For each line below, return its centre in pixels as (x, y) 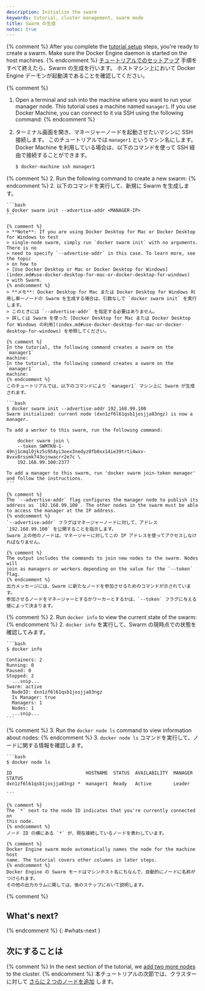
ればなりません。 (24, 542)
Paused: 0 (19, 671)
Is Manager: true (34, 698)
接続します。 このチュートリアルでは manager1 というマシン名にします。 (106, 140)
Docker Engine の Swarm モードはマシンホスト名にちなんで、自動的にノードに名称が (101, 872)
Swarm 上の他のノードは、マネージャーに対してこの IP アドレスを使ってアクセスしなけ (102, 536)
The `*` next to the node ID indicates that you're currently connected (101, 811)
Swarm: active (24, 687)
